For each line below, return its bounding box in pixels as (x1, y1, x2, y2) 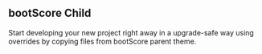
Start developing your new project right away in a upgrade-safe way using (8, 27, 255, 37)
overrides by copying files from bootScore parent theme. (8, 36, 197, 46)
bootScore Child (8, 6, 92, 20)
